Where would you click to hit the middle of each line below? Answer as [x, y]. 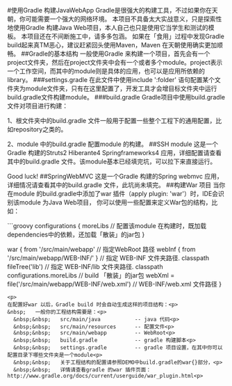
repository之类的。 [40, 129]
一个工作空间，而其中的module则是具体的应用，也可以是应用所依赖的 [106, 71]
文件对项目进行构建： [38, 106]
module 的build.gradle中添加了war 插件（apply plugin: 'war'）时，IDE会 [116, 194]
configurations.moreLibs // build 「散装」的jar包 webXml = [91, 275]
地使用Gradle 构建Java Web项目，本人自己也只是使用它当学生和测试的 [108, 27]
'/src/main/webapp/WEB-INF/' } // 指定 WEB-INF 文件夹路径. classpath [108, 258]
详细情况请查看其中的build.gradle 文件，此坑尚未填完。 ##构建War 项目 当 [113, 185]
